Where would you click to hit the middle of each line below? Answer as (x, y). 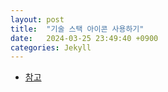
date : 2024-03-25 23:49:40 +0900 (84, 38)
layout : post (37, 19)
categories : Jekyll (51, 47)
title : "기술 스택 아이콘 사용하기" (77, 29)
